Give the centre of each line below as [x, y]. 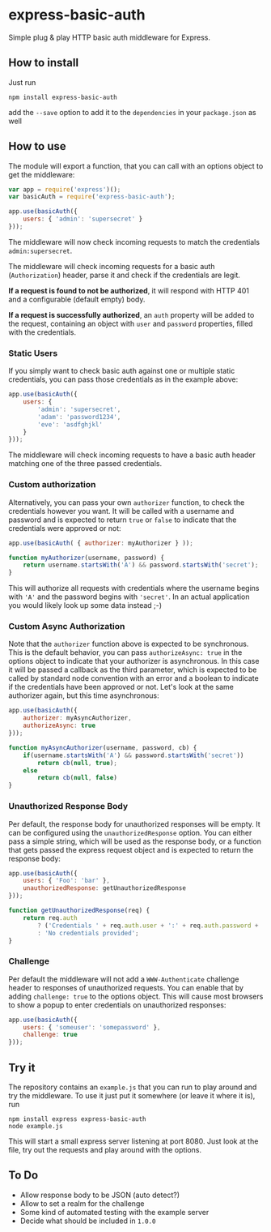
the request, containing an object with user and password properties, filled [131, 323]
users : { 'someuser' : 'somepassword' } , [92, 1027]
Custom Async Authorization [67, 627]
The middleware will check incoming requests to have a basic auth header [132, 455]
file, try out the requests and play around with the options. [105, 1149]
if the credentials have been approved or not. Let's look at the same [121, 687]
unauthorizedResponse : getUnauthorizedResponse [104, 888]
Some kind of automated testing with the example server [114, 1212]
